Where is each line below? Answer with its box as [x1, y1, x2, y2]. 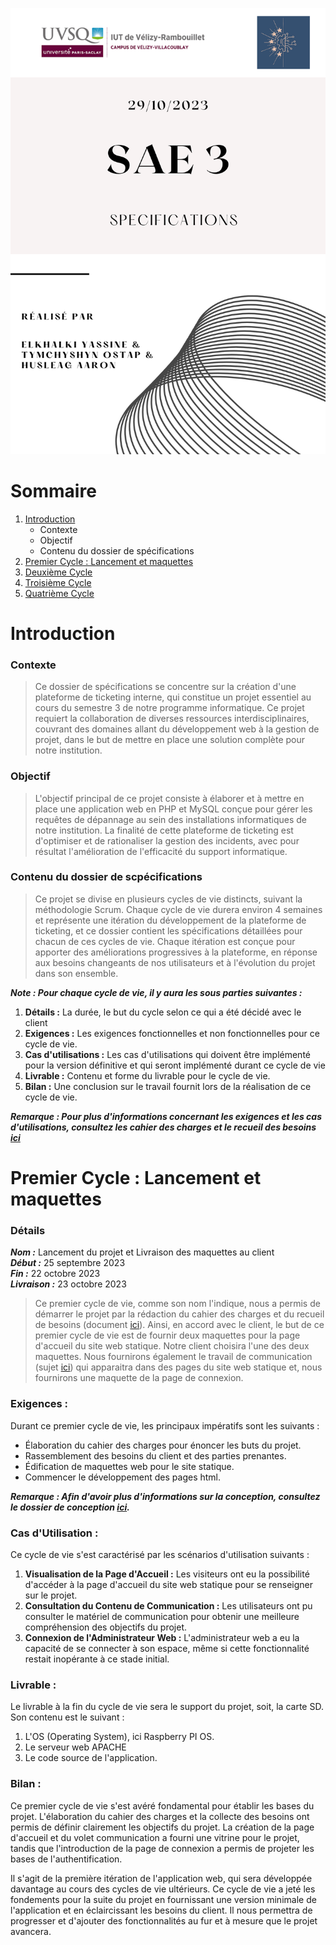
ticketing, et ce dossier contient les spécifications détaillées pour [34, 924, 303, 937]
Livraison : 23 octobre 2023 [10, 1278, 127, 1290]
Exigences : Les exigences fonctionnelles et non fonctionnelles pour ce [24, 1027, 320, 1039]
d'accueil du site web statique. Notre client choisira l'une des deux [34, 1340, 310, 1352]
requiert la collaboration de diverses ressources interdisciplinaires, [34, 713, 310, 725]
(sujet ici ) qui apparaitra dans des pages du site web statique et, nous [34, 1361, 323, 1373]
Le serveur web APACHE [24, 1741, 127, 1753]
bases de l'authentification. [10, 1853, 123, 1865]
